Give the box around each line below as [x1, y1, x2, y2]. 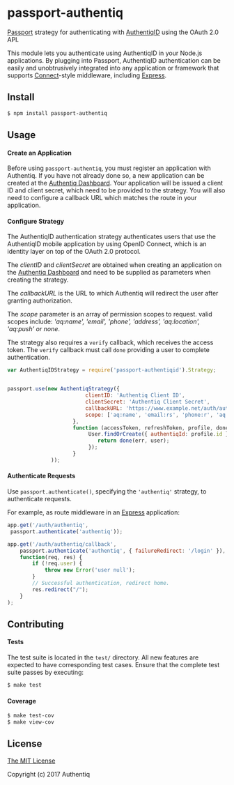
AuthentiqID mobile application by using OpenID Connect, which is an [7, 240, 207, 248]
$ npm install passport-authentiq [7, 109, 108, 116]
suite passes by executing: [7, 668, 84, 677]
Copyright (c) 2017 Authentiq [7, 770, 91, 778]
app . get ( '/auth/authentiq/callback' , [7, 540, 117, 548]
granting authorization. [7, 296, 73, 305]
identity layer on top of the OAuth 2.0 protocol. [7, 247, 141, 256]
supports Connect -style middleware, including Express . [7, 71, 167, 79]
